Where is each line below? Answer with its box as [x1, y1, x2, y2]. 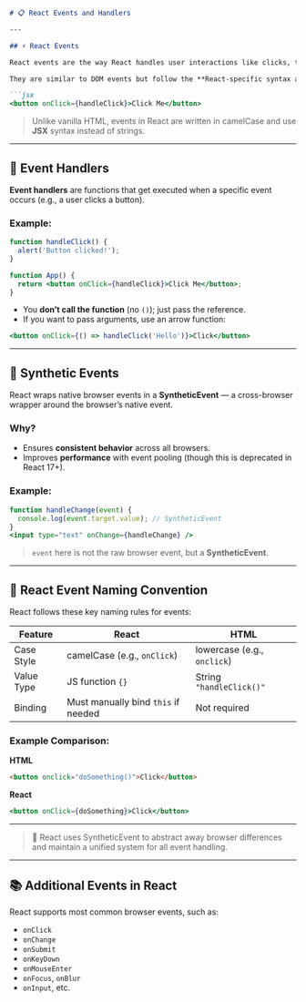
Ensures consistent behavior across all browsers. [22, 443, 211, 454]
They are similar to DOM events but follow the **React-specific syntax [9, 74, 291, 84]
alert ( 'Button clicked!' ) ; [17, 246, 120, 255]
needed [66, 707, 100, 720]
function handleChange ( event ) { [9, 506, 132, 515]
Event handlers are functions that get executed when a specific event [9, 184, 272, 195]
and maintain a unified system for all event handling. [31, 842, 228, 853]
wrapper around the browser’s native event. [9, 399, 173, 410]
